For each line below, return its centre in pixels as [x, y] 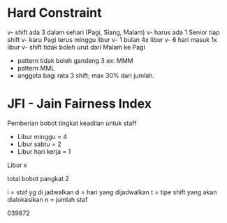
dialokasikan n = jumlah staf [47, 199]
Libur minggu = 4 [42, 136]
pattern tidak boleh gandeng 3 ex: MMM [75, 60]
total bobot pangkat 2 [38, 178]
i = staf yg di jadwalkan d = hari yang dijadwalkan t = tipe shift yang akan [112, 192]
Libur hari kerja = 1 [44, 151]
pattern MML [36, 68]
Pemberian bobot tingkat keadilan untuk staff [72, 123]
